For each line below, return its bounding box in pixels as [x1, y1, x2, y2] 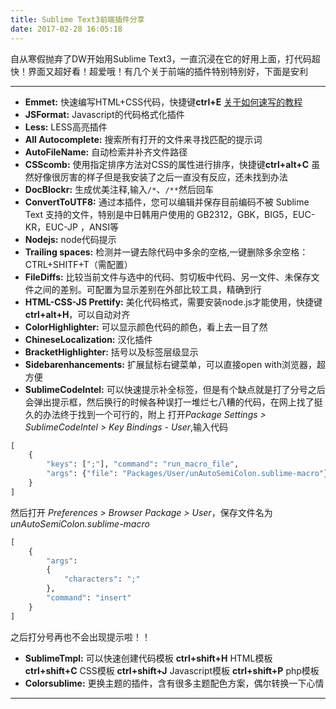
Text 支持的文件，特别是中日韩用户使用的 [24, 208, 195, 220]
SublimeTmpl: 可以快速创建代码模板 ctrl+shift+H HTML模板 [24, 652, 273, 664]
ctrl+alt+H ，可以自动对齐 [24, 308, 131, 320]
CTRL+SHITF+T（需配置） [24, 258, 133, 270]
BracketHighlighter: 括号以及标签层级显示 [24, 346, 199, 358]
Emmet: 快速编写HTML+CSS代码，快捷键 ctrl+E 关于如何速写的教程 [24, 96, 303, 108]
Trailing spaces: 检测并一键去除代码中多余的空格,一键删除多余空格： [24, 246, 309, 258]
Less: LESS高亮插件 [24, 121, 108, 133]
